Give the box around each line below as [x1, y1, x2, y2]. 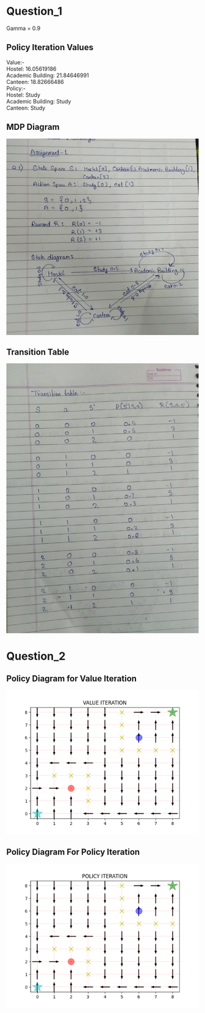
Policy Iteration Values [6, 42, 93, 53]
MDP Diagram [6, 122, 60, 132]
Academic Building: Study [6, 97, 71, 105]
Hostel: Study [6, 91, 41, 99]
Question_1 [6, 4, 63, 18]
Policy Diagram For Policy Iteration [6, 846, 140, 857]
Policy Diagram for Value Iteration [6, 674, 137, 684]
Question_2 [6, 649, 66, 663]
